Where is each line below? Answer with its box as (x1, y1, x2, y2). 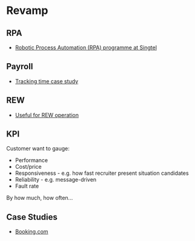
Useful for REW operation (15, 111, 79, 118)
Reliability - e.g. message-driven (15, 176, 97, 183)
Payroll (6, 61, 33, 72)
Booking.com (15, 228, 48, 236)
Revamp (6, 4, 48, 18)
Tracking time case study (15, 77, 79, 85)
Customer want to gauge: (6, 145, 70, 152)
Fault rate (15, 183, 39, 190)
